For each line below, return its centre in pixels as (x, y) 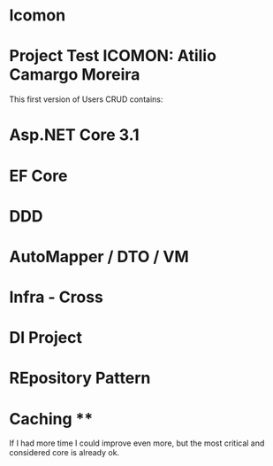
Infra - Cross (57, 297)
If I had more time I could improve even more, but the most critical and (137, 443)
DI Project (45, 338)
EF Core (38, 176)
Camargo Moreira (75, 75)
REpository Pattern (80, 378)
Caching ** (51, 419)
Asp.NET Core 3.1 (74, 135)
